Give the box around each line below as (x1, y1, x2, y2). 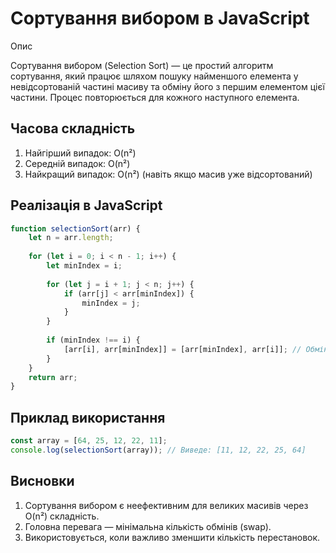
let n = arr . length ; (28, 233, 114, 243)
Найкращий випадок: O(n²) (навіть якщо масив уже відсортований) (24, 168, 313, 180)
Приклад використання (10, 409, 166, 426)
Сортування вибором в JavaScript (10, 7, 310, 30)
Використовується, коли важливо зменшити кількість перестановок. (24, 531, 321, 543)
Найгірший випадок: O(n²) (24, 147, 137, 159)
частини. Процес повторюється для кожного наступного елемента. (10, 91, 300, 103)
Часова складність (10, 120, 136, 137)
